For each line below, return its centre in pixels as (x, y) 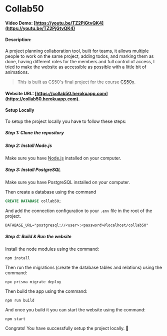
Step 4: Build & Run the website (38, 236)
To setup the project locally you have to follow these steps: (66, 121)
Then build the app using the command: (46, 291)
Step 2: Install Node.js (29, 145)
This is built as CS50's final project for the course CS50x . (76, 82)
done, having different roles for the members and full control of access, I (80, 61)
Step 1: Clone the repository (34, 133)
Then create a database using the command (51, 192)
